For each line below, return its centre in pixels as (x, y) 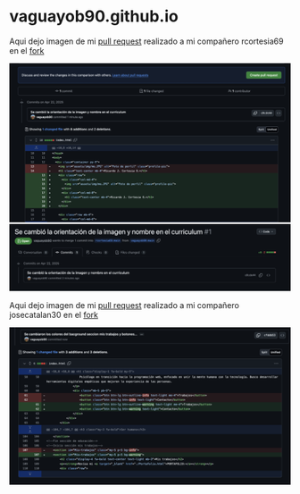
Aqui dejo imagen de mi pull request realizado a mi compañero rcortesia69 (146, 41)
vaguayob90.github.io (94, 17)
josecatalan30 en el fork (54, 314)
